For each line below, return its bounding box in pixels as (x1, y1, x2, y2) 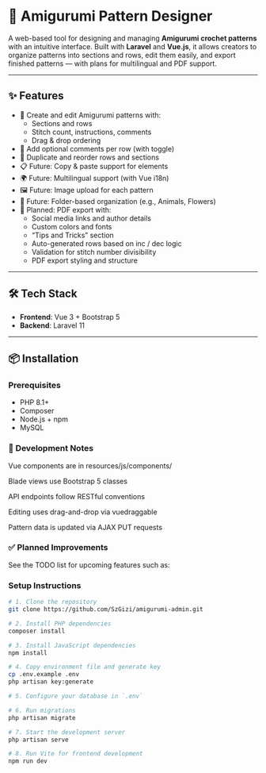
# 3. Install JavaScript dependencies (8, 641, 136, 649)
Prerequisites (8, 379, 61, 390)
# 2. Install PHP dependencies (8, 619, 112, 628)
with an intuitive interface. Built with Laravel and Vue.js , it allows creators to (8, 41, 257, 51)
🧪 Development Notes (8, 443, 93, 454)
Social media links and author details (31, 213, 152, 223)
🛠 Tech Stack (8, 287, 78, 301)
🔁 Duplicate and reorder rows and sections (19, 152, 160, 162)
